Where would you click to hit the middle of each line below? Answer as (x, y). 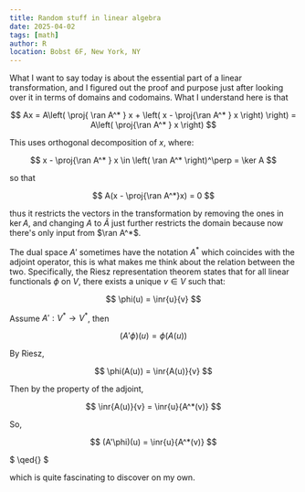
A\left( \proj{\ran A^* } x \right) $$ (153, 125)
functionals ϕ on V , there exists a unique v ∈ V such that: (117, 281)
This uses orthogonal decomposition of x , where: (102, 143)
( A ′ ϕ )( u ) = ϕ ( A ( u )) (153, 336)
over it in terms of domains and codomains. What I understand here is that (149, 98)
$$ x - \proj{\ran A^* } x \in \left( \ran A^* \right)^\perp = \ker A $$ (153, 160)
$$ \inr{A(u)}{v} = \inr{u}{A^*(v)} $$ (153, 407)
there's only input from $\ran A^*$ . (75, 233)
